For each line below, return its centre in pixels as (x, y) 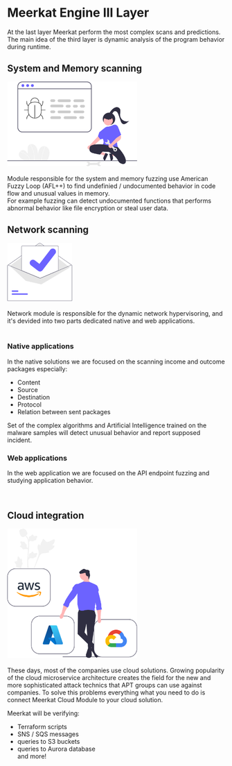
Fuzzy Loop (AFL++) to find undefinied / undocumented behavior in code (111, 186)
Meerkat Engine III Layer (78, 13)
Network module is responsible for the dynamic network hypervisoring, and (115, 314)
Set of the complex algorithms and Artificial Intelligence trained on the (107, 425)
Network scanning (48, 230)
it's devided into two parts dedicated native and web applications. (101, 321)
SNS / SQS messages (48, 734)
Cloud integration (46, 516)
